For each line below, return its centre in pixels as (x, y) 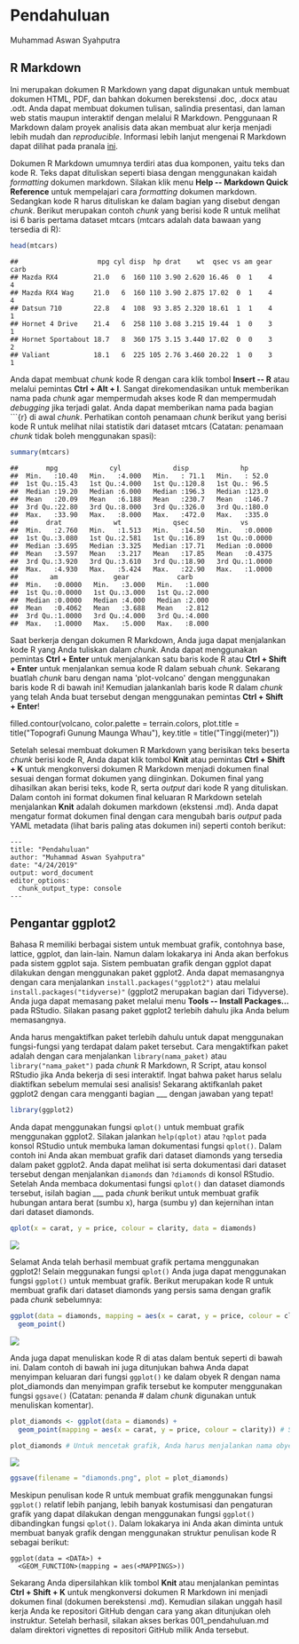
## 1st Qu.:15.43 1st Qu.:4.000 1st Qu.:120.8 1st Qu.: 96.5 (139, 484)
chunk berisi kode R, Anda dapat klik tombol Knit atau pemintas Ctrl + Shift (148, 759)
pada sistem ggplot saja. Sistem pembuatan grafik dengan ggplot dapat (141, 964)
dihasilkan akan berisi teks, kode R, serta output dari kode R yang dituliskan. (149, 788)
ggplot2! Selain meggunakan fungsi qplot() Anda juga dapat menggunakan (148, 1272)
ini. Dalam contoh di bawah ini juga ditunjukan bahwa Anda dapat (130, 1367)
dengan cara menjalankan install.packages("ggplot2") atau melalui (135, 982)
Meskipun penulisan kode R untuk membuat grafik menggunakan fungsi (142, 1495)
